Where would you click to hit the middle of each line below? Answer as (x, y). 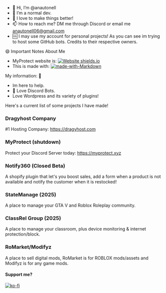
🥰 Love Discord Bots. (34, 91)
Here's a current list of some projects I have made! (57, 106)
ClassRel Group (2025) (33, 218)
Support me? (19, 275)
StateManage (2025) (31, 194)
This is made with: (31, 66)
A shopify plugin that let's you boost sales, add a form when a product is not (83, 176)
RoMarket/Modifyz (28, 247)
